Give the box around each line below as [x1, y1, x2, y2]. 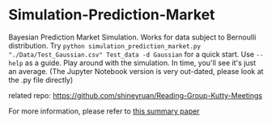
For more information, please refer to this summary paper [8, 106, 200, 116]
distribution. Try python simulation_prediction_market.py [8, 40, 201, 50]
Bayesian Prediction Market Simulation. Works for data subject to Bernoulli [8, 32, 257, 42]
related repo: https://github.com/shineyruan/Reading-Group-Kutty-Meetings [8, 90, 263, 100]
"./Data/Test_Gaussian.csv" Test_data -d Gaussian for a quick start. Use [8, 49, 255, 59]
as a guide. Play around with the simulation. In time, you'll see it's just [24, 58, 257, 68]
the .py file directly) [8, 75, 74, 85]
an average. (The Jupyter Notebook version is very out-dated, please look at [8, 66, 264, 76]
